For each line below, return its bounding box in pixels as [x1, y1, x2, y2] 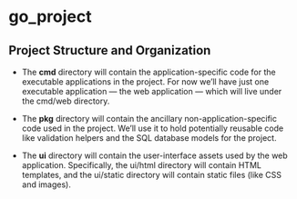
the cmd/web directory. [21, 95, 110, 106]
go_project [8, 6, 92, 27]
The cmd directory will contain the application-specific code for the [21, 66, 276, 77]
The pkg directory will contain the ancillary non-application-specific [21, 114, 278, 124]
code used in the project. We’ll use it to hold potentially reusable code [21, 123, 284, 134]
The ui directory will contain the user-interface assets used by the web [21, 150, 288, 161]
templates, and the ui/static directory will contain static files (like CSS [21, 170, 282, 180]
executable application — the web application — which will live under [21, 86, 282, 96]
